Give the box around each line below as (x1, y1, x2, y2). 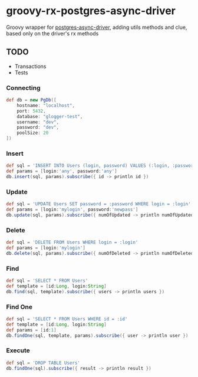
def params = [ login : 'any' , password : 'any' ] (6, 168, 117, 175)
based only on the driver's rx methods (6, 29, 99, 37)
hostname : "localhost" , (16, 102, 75, 109)
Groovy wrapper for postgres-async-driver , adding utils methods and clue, (6, 24, 187, 31)
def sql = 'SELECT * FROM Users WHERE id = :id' (6, 316, 128, 322)
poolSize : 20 (16, 130, 49, 136)
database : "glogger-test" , (16, 113, 83, 119)
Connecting (6, 84, 41, 92)
